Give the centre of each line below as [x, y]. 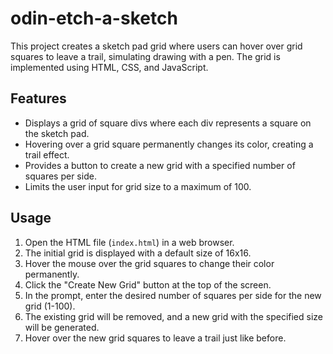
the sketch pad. [57, 133]
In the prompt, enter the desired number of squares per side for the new [173, 295]
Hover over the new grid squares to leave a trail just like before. [155, 338]
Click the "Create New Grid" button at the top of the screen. [148, 284]
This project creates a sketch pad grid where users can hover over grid [156, 46]
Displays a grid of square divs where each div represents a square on [168, 123]
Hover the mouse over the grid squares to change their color [149, 263]
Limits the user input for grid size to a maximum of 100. [138, 186]
